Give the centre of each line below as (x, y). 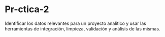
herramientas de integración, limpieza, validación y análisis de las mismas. (82, 28)
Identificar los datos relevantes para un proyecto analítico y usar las (76, 23)
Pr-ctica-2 (27, 9)
